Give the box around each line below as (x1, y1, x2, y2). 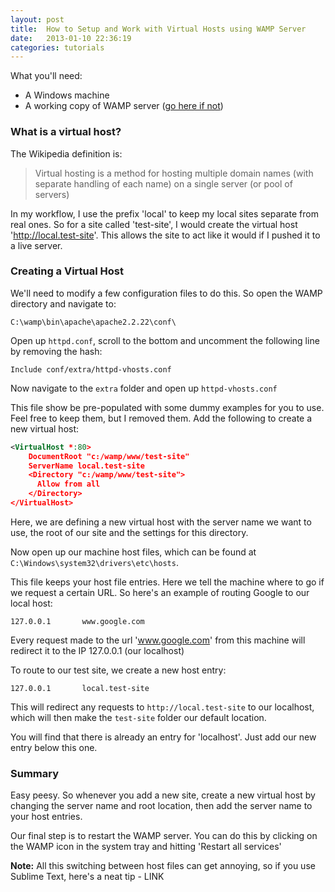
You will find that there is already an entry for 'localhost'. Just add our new (10, 731, 317, 743)
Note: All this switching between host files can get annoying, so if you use (10, 860, 316, 872)
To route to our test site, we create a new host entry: (10, 664, 227, 676)
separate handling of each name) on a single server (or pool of (34, 177, 293, 190)
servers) (34, 188, 70, 200)
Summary (10, 766, 60, 780)
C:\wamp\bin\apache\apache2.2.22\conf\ (10, 317, 177, 327)
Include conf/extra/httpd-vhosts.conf (10, 364, 172, 375)
